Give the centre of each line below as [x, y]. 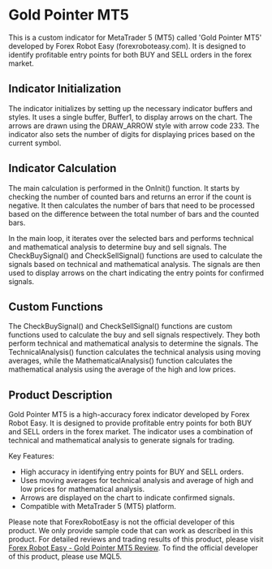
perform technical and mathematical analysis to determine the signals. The [133, 343]
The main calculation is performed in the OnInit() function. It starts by [124, 188]
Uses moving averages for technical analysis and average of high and [137, 481]
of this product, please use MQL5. [65, 557]
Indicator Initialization [65, 89]
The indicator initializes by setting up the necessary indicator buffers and [131, 108]
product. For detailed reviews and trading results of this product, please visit [136, 539]
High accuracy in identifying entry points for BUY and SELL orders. [132, 472]
